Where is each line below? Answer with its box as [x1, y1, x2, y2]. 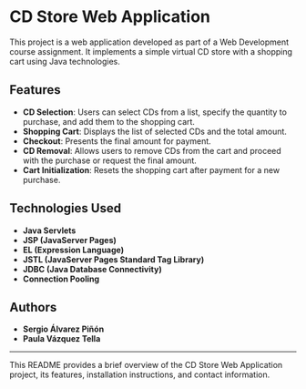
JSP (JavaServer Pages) [22, 234, 117, 245]
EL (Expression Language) [22, 244, 125, 255]
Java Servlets [22, 225, 76, 236]
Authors [9, 299, 57, 315]
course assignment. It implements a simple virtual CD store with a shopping [9, 46, 293, 56]
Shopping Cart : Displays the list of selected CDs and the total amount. [22, 126, 287, 137]
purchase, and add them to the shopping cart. [22, 116, 196, 127]
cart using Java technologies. [9, 56, 120, 67]
